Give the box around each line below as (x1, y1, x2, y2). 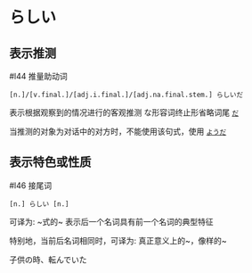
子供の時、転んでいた (9, 254, 87, 265)
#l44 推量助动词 (9, 71, 69, 81)
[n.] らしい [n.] (9, 199, 69, 209)
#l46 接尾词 (9, 179, 52, 191)
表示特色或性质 (9, 154, 92, 170)
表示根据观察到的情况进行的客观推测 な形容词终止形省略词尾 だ (9, 107, 239, 118)
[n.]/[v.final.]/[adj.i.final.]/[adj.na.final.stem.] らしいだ (9, 90, 243, 99)
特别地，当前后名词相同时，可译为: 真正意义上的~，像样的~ (9, 235, 227, 245)
